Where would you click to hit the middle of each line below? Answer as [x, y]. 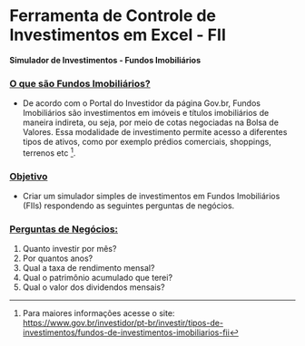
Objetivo [29, 176]
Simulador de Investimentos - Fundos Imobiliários [105, 60]
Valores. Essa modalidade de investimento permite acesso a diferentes [155, 132]
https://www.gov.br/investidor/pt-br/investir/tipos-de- [123, 323]
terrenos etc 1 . [49, 152]
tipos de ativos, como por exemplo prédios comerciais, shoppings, [147, 142]
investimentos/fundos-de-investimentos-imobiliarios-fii [126, 332]
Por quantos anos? [58, 258]
